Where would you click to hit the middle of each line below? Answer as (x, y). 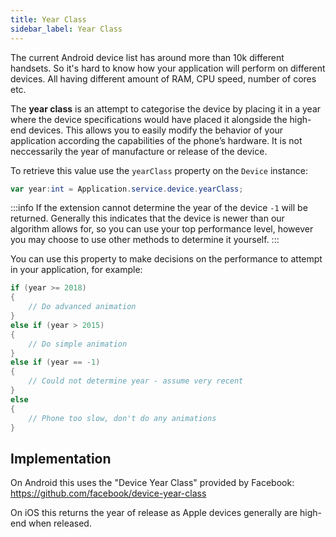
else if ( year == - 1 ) (55, 362)
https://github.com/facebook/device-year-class (108, 493)
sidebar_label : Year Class (66, 29)
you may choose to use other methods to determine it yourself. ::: (145, 240)
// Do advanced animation (82, 307)
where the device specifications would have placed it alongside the (149, 119)
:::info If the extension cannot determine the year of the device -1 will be (159, 208)
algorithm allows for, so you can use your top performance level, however (162, 229)
